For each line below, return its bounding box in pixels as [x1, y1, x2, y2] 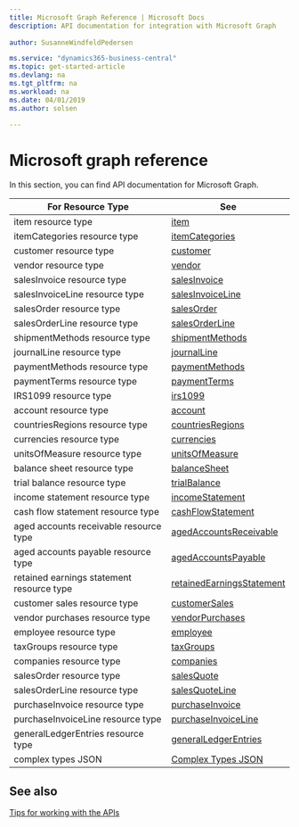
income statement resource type [13, 492, 149, 504]
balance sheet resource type [13, 462, 133, 475]
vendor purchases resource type [13, 612, 151, 624]
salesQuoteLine [171, 684, 237, 697]
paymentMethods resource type [13, 360, 149, 373]
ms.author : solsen [9, 103, 77, 112]
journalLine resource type [13, 346, 122, 359]
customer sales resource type [13, 597, 139, 609]
